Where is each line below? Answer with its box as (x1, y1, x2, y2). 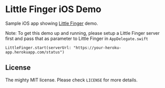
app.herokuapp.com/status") (5, 50, 65, 55)
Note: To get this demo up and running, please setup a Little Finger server (5, 30, 160, 36)
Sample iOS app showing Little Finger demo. (5, 20, 98, 26)
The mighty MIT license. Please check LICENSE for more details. (5, 77, 138, 83)
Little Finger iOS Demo (5, 4, 102, 15)
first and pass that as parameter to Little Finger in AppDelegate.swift (5, 35, 148, 41)
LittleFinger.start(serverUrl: (5, 45, 72, 50)
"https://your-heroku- (73, 45, 122, 50)
